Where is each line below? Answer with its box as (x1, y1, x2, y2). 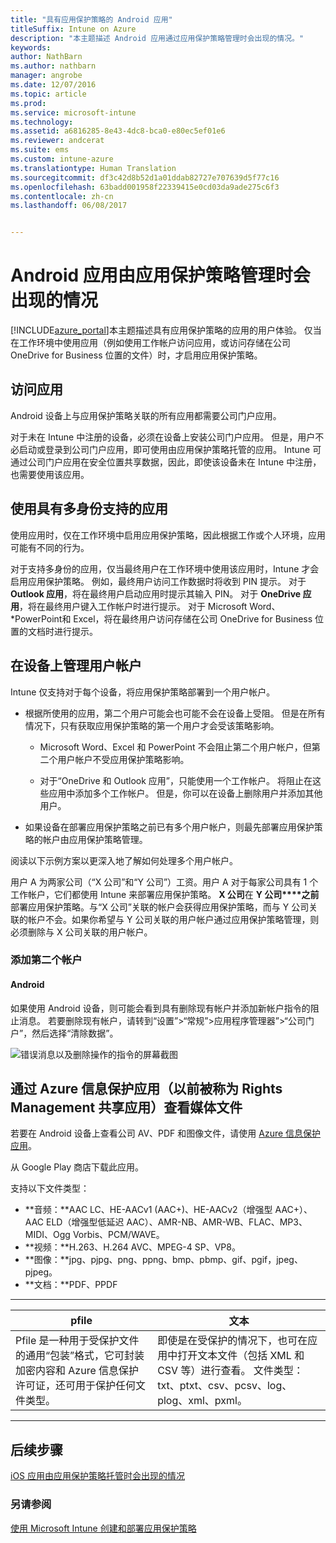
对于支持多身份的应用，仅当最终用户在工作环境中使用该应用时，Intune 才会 (10, 562, 320, 575)
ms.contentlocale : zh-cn (10, 191, 114, 201)
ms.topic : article (10, 89, 87, 99)
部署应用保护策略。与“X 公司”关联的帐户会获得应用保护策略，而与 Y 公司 (10, 901, 310, 913)
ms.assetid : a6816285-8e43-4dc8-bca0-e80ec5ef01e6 (10, 126, 226, 136)
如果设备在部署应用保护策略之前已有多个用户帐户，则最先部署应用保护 (24, 821, 315, 833)
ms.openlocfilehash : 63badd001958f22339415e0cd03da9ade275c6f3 (10, 182, 280, 192)
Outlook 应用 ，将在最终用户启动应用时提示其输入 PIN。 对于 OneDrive (10, 587, 302, 600)
